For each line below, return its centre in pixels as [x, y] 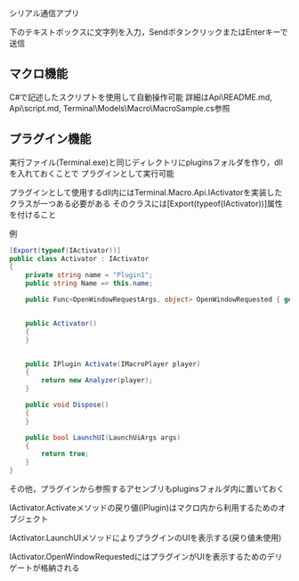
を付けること [32, 214]
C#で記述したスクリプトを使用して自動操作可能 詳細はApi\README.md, [141, 97]
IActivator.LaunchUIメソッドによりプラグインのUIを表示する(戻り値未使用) [145, 538]
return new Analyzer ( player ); [97, 381]
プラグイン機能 [50, 139]
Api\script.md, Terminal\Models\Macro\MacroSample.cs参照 [120, 108]
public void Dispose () [67, 405]
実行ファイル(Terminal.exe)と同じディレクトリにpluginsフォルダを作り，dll [146, 162]
